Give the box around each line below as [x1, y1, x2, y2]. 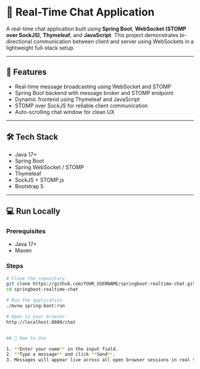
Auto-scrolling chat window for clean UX [14, 108, 115, 115]
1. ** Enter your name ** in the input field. [6, 346, 118, 352]
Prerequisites [6, 227, 46, 235]
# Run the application [6, 297, 62, 303]
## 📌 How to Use [6, 335, 46, 341]
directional [6, 38, 33, 45]
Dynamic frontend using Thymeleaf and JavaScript [14, 96, 140, 103]
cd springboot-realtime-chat [6, 287, 79, 293]
